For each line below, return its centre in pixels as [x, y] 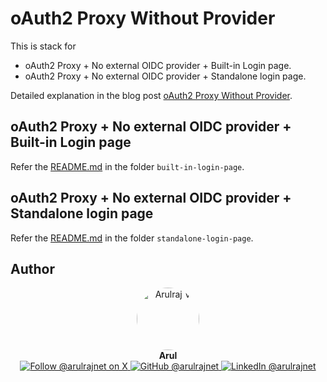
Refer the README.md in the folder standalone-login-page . [132, 238]
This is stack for [43, 46]
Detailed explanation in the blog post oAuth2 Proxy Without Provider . [151, 95]
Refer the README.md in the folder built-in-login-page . [127, 166]
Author [32, 268]
